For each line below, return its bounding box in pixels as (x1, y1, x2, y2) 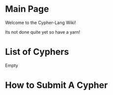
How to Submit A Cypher (5, 80, 108, 91)
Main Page (5, 3, 49, 15)
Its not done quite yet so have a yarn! (5, 29, 80, 35)
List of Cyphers (5, 47, 69, 57)
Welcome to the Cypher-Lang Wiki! (5, 20, 76, 25)
